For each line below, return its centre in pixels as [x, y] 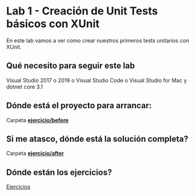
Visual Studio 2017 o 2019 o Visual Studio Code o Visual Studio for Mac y [97, 80]
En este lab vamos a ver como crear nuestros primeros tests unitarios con [98, 40]
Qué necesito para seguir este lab [71, 66]
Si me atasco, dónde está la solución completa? [97, 139]
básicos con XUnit [53, 24]
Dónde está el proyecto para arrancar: [79, 106]
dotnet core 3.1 [25, 87]
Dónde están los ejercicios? [59, 172]
